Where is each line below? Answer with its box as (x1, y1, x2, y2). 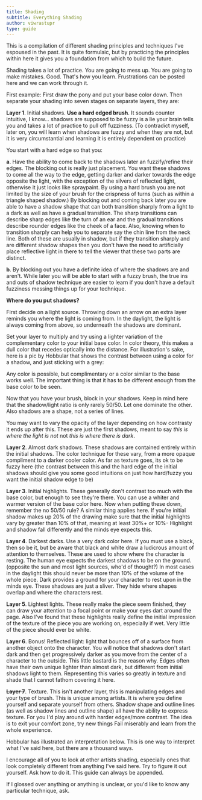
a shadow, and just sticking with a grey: (6, 359, 104, 366)
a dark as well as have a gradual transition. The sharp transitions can (6, 209, 177, 217)
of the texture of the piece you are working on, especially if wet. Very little (6, 620, 190, 627)
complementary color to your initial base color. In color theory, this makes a (6, 339, 194, 347)
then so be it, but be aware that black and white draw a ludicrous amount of (6, 544, 194, 552)
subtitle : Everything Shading (6, 14, 83, 20)
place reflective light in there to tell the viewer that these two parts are (6, 248, 181, 255)
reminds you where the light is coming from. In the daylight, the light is (6, 315, 181, 323)
